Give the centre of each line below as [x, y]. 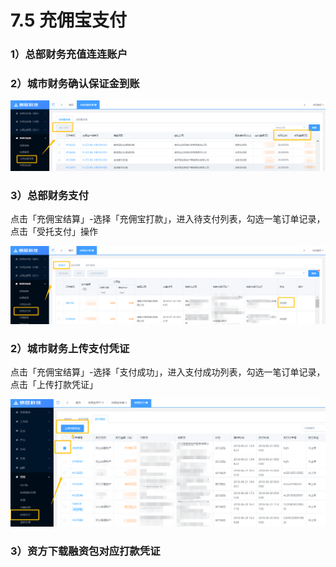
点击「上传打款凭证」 [54, 385]
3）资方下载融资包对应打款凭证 [85, 551]
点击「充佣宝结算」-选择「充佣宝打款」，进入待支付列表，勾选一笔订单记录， [168, 219]
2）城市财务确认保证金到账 [75, 84]
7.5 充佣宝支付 [69, 20]
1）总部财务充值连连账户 [69, 54]
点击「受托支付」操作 [54, 232]
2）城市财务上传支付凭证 [70, 348]
